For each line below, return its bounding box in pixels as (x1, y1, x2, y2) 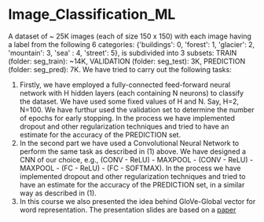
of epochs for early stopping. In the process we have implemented (19, 113, 236, 122)
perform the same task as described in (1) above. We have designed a (19, 147, 246, 156)
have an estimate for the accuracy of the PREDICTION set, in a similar (19, 180, 245, 189)
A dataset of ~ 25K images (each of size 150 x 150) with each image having (8, 31, 251, 41)
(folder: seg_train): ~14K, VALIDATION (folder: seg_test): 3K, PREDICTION (8, 56, 246, 66)
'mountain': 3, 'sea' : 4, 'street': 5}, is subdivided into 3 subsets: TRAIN (8, 48, 237, 57)
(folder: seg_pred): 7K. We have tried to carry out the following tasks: (8, 64, 232, 74)
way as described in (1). (19, 188, 97, 198)
